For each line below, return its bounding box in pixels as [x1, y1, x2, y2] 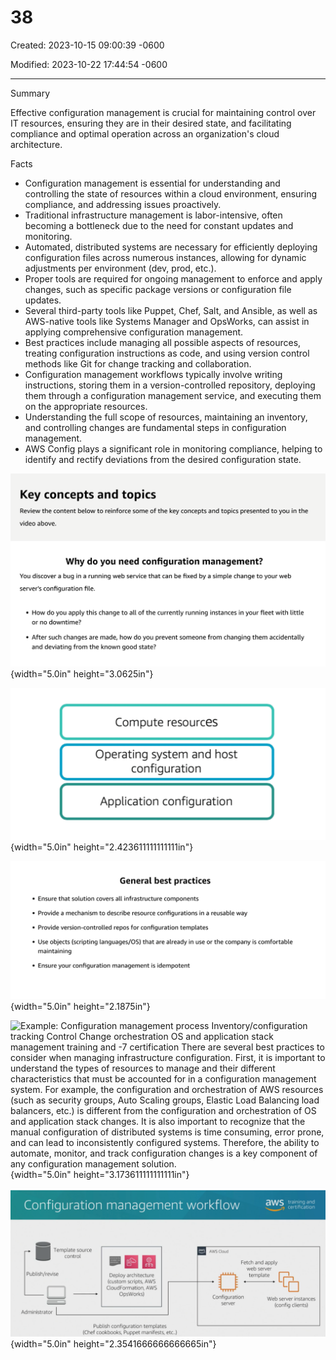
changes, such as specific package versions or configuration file [24, 283, 292, 295]
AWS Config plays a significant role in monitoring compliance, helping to [24, 442, 323, 455]
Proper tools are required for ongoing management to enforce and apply [24, 272, 323, 285]
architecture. [10, 138, 63, 150]
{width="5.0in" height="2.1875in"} [10, 1000, 151, 1012]
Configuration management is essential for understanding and [24, 177, 281, 189]
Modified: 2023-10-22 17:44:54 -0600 [10, 58, 168, 70]
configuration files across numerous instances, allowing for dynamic [24, 251, 307, 263]
